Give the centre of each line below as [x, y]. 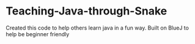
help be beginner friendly [38, 34]
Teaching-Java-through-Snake [86, 11]
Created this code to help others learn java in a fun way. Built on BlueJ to [97, 28]
